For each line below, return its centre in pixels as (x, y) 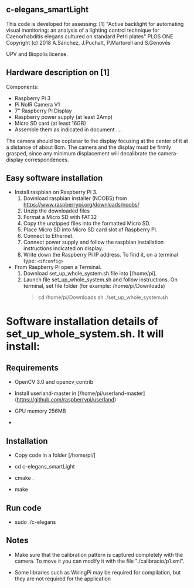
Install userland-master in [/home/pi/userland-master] (80, 393)
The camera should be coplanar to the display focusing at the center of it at (97, 141)
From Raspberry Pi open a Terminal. (58, 267)
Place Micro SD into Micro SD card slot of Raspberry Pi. (90, 230)
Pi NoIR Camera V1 (37, 104)
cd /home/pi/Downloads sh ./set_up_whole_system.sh (103, 297)
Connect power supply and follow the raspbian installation (93, 242)
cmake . (24, 478)
